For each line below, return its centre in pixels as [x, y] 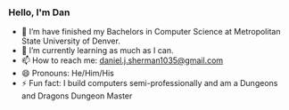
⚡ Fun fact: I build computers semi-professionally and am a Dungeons [149, 83]
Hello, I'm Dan [39, 12]
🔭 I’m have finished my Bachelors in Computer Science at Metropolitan [151, 32]
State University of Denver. [71, 41]
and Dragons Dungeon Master [77, 96]
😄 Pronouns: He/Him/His [68, 74]
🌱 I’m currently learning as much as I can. [97, 51]
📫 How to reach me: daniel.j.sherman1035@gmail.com [122, 60]
